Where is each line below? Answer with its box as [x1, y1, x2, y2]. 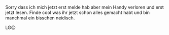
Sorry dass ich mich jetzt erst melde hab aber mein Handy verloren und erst [5, 4, 164, 10]
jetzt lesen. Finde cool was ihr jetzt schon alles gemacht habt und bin [5, 9, 150, 15]
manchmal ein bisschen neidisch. [5, 15, 75, 20]
